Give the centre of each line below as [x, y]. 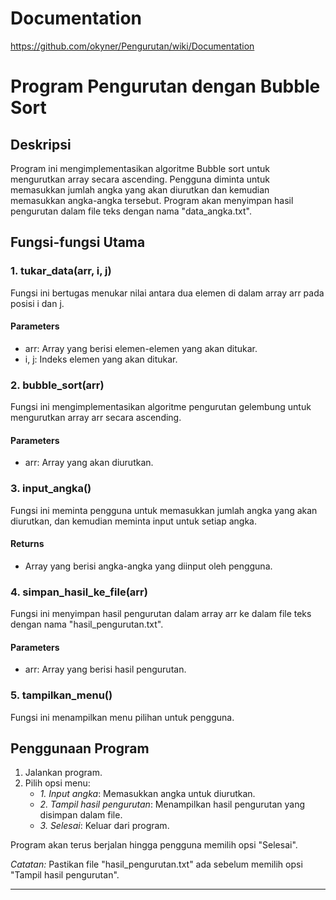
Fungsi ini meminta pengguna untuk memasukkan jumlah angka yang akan [164, 510]
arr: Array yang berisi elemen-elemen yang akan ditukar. [141, 348]
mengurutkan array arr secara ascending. [96, 418]
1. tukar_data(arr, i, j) [61, 271]
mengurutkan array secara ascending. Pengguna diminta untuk [140, 179]
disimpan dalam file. [81, 815]
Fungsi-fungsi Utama [78, 242]
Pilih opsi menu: [57, 783]
